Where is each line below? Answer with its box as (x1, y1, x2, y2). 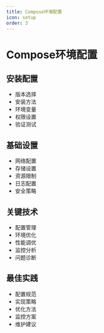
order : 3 (6, 20, 28, 26)
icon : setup (6, 14, 36, 20)
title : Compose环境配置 (6, 8, 62, 15)
